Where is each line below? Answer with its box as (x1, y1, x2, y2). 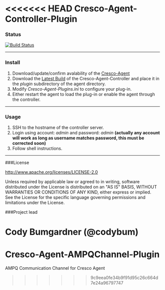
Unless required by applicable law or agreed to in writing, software (5, 179, 140, 185)
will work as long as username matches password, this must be (12, 135, 144, 141)
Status (5, 31, 21, 38)
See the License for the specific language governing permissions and (5, 194, 146, 200)
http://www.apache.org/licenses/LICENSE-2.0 (5, 169, 98, 175)
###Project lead (5, 209, 38, 215)
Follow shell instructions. (12, 146, 63, 152)
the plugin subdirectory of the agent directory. (12, 81, 106, 87)
